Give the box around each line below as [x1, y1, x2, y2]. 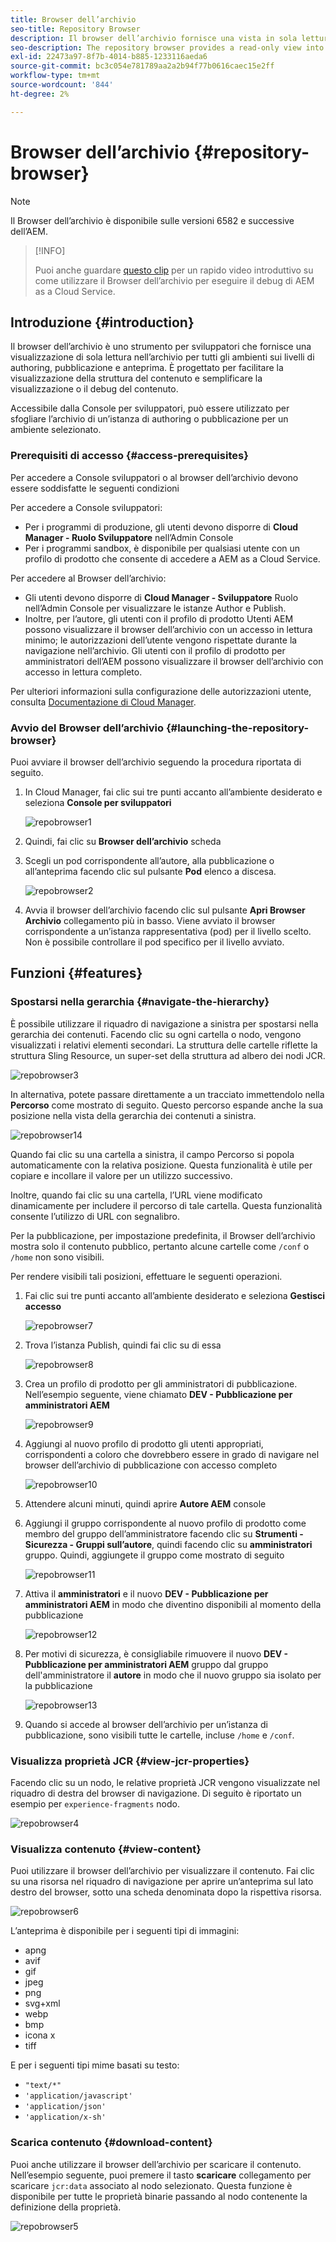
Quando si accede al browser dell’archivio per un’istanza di [24, 1718, 268, 1730]
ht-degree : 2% [10, 89, 70, 99]
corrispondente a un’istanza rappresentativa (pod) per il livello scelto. [24, 925, 312, 937]
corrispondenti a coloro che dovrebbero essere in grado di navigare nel [24, 1448, 320, 1460]
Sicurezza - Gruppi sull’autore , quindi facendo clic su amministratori [24, 1538, 313, 1550]
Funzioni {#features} [10, 965, 143, 982]
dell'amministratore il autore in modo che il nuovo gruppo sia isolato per [24, 1669, 322, 1681]
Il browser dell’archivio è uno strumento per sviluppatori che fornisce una [10, 341, 312, 353]
